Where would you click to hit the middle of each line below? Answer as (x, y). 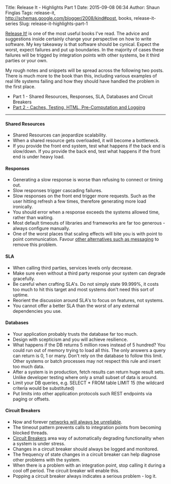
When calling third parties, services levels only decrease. (73, 267)
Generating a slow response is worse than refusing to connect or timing (88, 180)
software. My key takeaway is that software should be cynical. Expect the (82, 44)
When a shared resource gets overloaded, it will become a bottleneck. (86, 141)
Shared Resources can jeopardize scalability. (60, 135)
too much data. (28, 366)
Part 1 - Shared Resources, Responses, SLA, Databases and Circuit (83, 97)
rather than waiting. (33, 218)
